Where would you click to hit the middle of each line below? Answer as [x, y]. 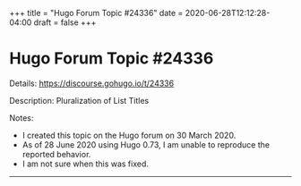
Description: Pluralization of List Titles [79, 100]
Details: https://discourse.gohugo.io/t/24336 [92, 83]
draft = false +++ [65, 22]
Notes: [21, 118]
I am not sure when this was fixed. [86, 164]
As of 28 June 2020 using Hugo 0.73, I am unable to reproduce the [146, 144]
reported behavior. [56, 154]
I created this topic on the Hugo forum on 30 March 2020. [129, 135]
